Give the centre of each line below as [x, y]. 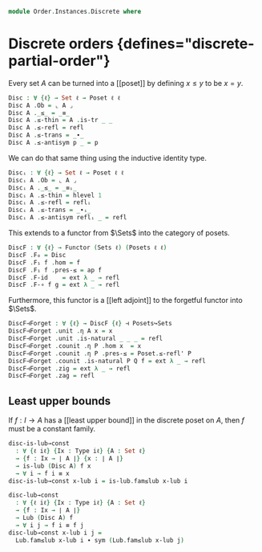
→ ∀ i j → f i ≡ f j [50, 525]
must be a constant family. [52, 429]
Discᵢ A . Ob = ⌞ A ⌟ [43, 180]
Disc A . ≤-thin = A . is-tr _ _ [60, 121]
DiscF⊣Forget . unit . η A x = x [60, 331]
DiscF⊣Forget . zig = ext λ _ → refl [69, 368]
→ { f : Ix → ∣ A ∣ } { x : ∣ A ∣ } [70, 458]
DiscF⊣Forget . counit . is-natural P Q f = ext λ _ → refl [107, 361]
